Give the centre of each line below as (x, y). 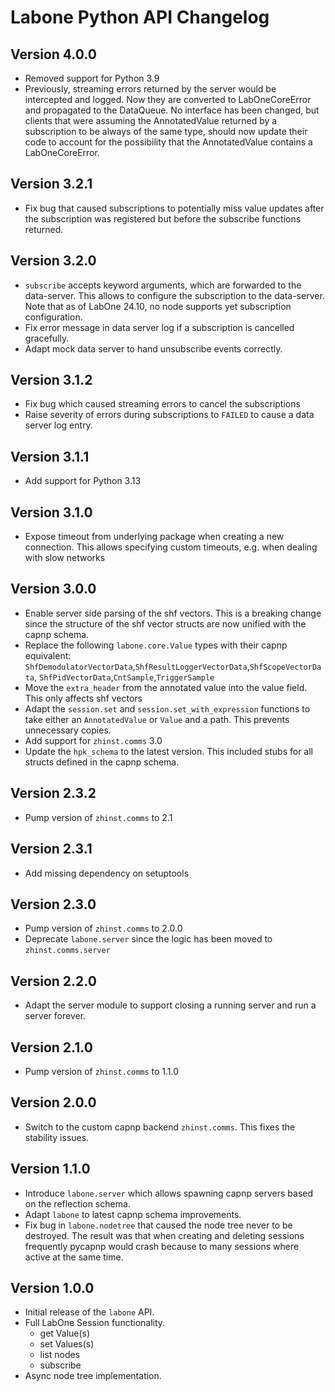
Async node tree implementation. (93, 1376)
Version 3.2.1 (51, 184)
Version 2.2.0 (53, 981)
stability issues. (57, 1137)
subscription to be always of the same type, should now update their (166, 131)
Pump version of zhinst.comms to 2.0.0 (103, 928)
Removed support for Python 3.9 (92, 78)
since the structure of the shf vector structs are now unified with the (165, 623)
